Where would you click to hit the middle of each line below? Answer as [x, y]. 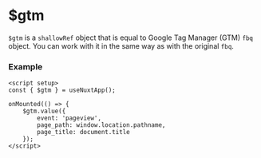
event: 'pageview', [69, 118]
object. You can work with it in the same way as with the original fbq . [121, 45]
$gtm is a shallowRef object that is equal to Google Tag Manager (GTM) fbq [131, 38]
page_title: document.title [83, 132]
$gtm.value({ [44, 111]
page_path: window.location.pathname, [101, 125]
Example [26, 66]
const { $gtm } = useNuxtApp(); [62, 90]
